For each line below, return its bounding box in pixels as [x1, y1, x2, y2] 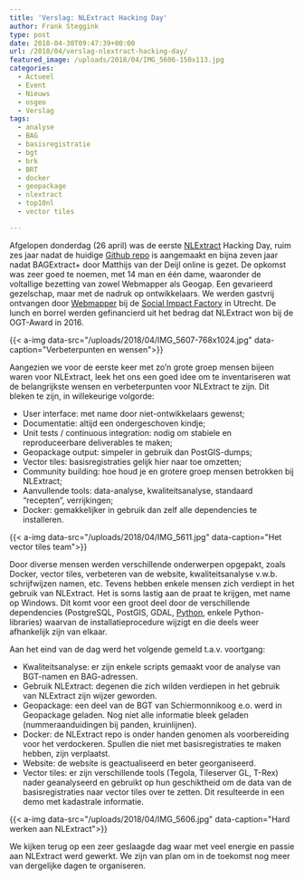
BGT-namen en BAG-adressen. [22, 671, 138, 682]
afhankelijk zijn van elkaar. [9, 626, 108, 637]
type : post [9, 30, 51, 39]
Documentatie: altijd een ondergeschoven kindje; [22, 418, 206, 429]
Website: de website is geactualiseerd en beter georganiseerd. [22, 758, 256, 769]
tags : [9, 114, 30, 123]
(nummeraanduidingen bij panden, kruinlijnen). [22, 719, 197, 730]
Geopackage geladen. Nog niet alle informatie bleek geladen [22, 709, 249, 720]
